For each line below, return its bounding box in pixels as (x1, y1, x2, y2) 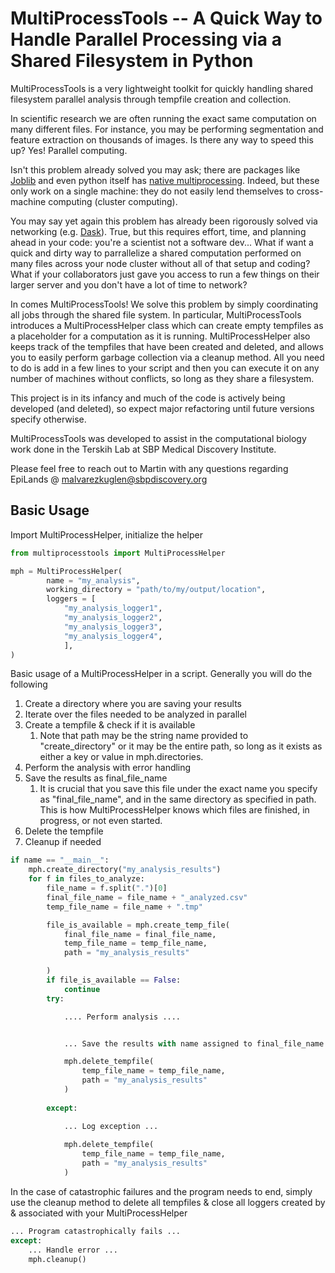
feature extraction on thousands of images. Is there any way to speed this (10, 133, 314, 146)
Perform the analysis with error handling (24, 762, 192, 774)
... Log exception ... (63, 1121, 159, 1131)
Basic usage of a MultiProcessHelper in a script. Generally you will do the (10, 668, 313, 680)
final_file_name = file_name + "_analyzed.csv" (46, 892, 248, 902)
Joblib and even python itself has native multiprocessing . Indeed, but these (10, 174, 320, 186)
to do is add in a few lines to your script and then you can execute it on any (10, 362, 320, 374)
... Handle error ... (28, 1245, 118, 1255)
